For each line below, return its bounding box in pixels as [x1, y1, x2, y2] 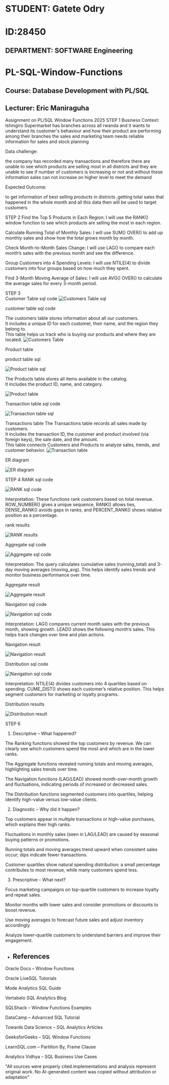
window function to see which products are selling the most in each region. [5, 220, 161, 226]
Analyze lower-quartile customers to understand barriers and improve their [5, 932, 161, 938]
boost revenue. [5, 907, 37, 913]
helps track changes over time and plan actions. [5, 632, 105, 638]
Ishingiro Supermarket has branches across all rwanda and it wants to [5, 122, 150, 129]
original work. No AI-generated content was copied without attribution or [5, 1068, 157, 1074]
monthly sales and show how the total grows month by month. [5, 235, 135, 241]
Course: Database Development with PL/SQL [5, 86, 149, 95]
